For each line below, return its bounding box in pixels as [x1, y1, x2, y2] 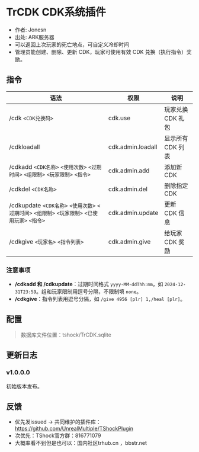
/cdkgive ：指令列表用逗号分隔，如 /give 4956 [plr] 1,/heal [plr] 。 [14, 296, 185, 303]
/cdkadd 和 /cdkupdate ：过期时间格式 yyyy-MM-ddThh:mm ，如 [14, 281, 163, 288]
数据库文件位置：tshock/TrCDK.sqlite [20, 331, 111, 338]
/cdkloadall [9, 143, 40, 151]
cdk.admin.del [108, 185, 148, 193]
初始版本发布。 [6, 383, 43, 390]
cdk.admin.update [108, 209, 159, 217]
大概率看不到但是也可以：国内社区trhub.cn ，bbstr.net [14, 440, 147, 447]
